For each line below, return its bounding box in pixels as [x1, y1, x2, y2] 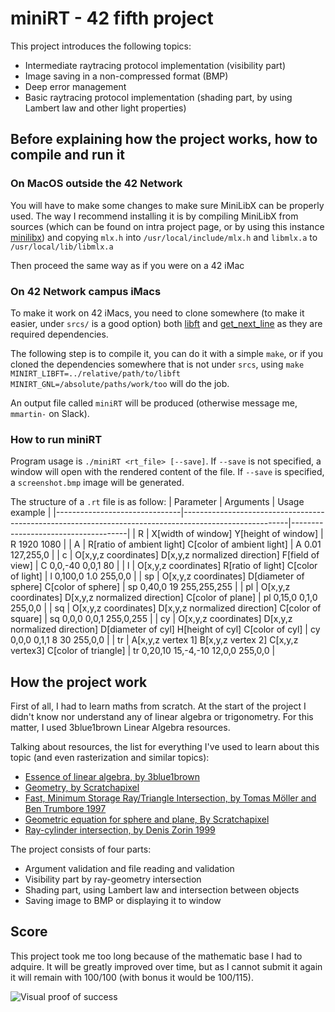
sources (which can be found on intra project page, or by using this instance [10, 220, 325, 232]
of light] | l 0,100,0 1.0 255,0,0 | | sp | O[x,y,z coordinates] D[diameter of [10, 570, 305, 582]
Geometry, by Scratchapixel [24, 782, 140, 794]
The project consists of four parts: [10, 843, 152, 856]
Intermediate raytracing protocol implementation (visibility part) [24, 59, 287, 71]
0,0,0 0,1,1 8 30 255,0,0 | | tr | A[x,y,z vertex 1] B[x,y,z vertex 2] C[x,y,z [10, 634, 299, 646]
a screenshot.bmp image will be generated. [10, 477, 185, 489]
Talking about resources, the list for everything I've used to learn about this [10, 741, 320, 753]
